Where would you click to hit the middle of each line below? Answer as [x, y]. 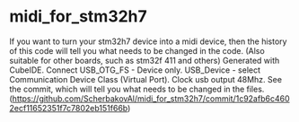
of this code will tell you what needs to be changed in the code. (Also [137, 50]
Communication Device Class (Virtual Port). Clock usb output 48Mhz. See [146, 79]
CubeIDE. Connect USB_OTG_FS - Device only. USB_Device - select [135, 70]
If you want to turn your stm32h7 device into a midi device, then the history [148, 41]
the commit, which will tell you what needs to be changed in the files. [137, 89]
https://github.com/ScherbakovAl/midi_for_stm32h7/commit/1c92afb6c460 [151, 98]
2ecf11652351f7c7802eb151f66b [69, 108]
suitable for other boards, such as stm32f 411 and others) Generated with [145, 60]
